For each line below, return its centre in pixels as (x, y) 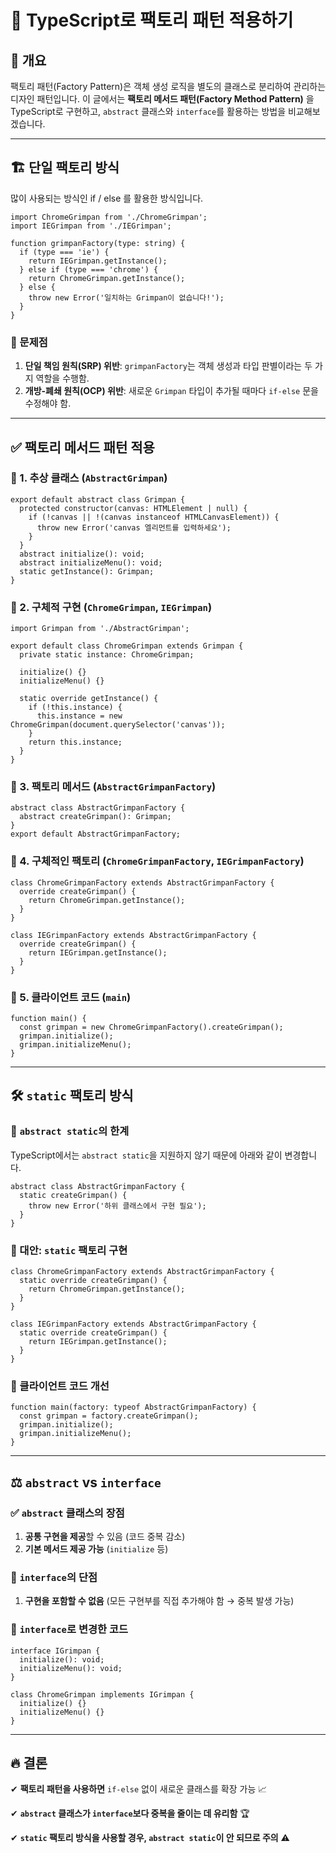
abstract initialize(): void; (82, 554)
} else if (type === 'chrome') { (89, 269)
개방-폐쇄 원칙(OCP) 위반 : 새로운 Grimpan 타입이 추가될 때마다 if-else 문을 (171, 391)
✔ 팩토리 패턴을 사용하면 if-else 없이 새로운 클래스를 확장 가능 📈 (139, 1789)
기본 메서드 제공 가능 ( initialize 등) (96, 1548)
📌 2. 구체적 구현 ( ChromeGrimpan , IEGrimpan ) (111, 607)
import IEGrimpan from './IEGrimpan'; (91, 226)
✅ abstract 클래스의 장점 (67, 1513)
